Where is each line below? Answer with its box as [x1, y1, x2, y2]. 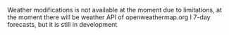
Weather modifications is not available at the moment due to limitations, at [7, 6, 222, 14]
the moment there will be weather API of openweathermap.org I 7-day [7, 13, 211, 21]
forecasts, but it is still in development [7, 21, 118, 28]
